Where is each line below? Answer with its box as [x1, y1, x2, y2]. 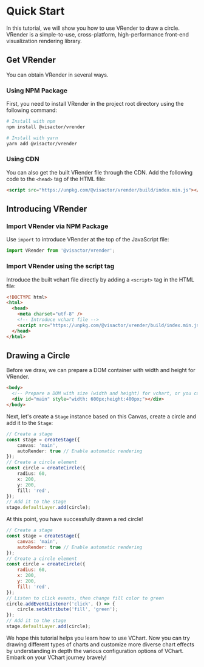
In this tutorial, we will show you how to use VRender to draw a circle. [6, 24, 180, 32]
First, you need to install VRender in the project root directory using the [6, 100, 184, 108]
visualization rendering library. [6, 37, 82, 44]
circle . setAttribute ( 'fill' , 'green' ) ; [17, 606, 118, 612]
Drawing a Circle [6, 350, 70, 361]
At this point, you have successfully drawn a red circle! [6, 516, 144, 523]
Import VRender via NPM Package [6, 222, 109, 230]
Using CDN [6, 155, 39, 164]
